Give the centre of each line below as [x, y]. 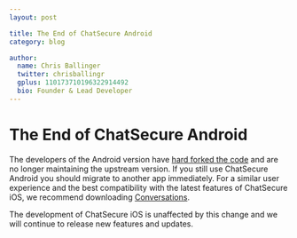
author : [23, 58]
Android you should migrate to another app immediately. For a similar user [144, 178]
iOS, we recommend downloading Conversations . [100, 197]
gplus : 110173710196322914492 [73, 83]
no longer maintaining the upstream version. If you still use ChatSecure [139, 169]
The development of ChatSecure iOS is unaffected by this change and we [143, 214]
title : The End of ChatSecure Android [81, 33]
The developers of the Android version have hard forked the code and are [144, 159]
